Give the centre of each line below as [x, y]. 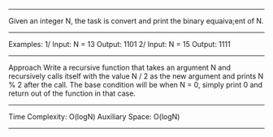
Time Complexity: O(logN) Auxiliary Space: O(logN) [94, 117]
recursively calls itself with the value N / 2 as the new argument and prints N [136, 76]
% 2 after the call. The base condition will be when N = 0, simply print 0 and [135, 85]
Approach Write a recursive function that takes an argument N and [120, 67]
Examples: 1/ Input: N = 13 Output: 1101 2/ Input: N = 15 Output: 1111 [119, 44]
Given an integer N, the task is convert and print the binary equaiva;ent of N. [136, 21]
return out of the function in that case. [72, 93]
